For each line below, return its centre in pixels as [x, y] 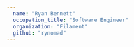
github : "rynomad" [40, 33]
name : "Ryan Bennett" [44, 13]
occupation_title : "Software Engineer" [71, 20]
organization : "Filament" [51, 26]
